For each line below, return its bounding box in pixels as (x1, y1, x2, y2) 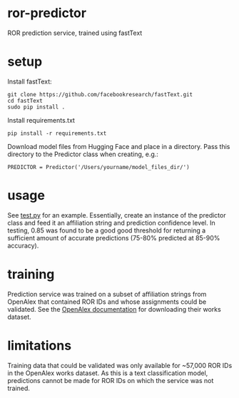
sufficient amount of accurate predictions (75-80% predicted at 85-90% (7, 233, 220, 242)
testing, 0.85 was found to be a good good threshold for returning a (7, 226, 206, 235)
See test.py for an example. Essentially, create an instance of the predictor (7, 210, 226, 219)
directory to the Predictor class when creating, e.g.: (7, 150, 159, 158)
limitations (7, 337, 72, 354)
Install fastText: (7, 77, 52, 86)
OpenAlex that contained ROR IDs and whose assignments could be (7, 297, 207, 306)
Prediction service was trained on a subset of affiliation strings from (7, 290, 207, 298)
